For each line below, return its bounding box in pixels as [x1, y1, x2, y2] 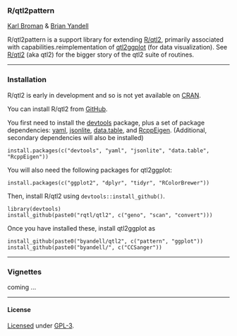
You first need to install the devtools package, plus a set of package [7, 118, 205, 127]
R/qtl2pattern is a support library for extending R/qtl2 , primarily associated [7, 35, 224, 44]
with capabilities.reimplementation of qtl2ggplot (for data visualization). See [7, 43, 228, 52]
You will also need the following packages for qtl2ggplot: [7, 166, 173, 174]
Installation [7, 75, 47, 85]
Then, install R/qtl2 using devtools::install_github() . [7, 192, 166, 200]
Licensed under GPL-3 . [7, 321, 75, 330]
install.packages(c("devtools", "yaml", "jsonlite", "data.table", [7, 147, 210, 154]
